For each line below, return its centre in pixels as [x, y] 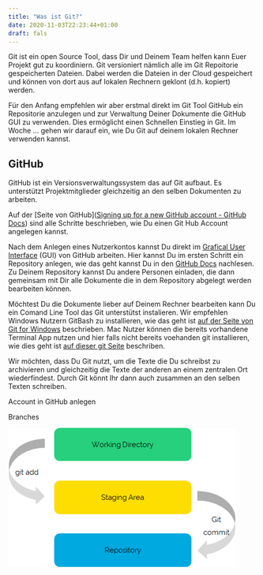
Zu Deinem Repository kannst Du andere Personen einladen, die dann [122, 272]
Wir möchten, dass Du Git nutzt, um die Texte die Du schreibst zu [115, 361]
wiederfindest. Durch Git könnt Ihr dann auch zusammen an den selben [124, 378]
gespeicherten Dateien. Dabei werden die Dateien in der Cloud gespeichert [130, 73]
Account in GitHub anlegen [52, 401]
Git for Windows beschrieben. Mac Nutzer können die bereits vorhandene [128, 329]
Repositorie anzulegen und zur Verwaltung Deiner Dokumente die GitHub [127, 114]
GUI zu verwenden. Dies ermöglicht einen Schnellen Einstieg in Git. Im [122, 122]
